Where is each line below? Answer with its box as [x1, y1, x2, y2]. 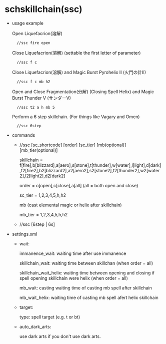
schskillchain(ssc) [4, 4, 83, 15]
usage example [11, 20, 43, 26]
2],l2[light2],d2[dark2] [19, 173, 65, 179]
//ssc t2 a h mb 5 [16, 105, 55, 110]
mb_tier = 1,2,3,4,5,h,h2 [19, 211, 68, 217]
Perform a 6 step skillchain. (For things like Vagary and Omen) [11, 114, 140, 120]
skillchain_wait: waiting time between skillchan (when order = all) [19, 260, 153, 266]
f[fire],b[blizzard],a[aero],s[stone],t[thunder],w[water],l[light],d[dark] [19, 162, 161, 168]
